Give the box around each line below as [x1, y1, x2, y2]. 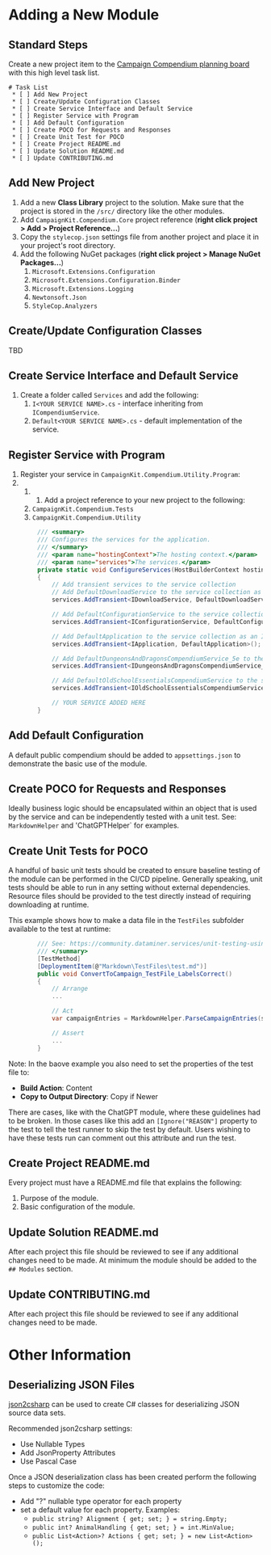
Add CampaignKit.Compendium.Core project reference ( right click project [19, 214, 258, 224]
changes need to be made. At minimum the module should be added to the [8, 1255, 257, 1266]
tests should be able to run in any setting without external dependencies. [8, 883, 251, 892]
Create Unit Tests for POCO [8, 844, 148, 858]
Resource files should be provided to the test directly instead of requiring [8, 891, 252, 901]
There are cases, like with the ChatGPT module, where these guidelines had [8, 1107, 261, 1117]
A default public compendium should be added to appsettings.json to [8, 750, 241, 760]
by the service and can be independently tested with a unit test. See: [8, 812, 237, 822]
